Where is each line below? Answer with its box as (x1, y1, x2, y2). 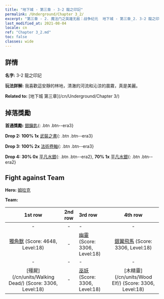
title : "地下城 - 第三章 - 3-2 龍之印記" (5, 7, 83, 12)
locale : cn (5, 25, 27, 30)
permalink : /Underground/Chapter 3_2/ (5, 12, 84, 17)
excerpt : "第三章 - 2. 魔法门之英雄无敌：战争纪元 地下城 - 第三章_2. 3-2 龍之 (5, 16, 156, 21)
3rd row (79, 211, 98, 218)
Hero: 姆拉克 (5, 187, 31, 193)
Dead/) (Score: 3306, (8, 280, 58, 287)
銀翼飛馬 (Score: (114, 238, 152, 245)
